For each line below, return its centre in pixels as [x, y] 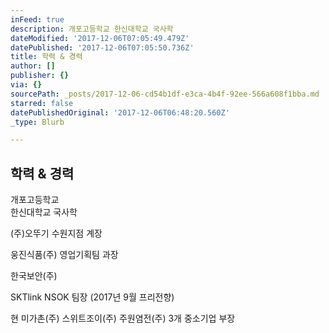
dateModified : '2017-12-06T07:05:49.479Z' [100, 38]
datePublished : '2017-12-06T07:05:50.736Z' [102, 47]
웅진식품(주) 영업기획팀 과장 [64, 255]
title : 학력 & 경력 [46, 57]
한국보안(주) [34, 276]
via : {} [26, 85]
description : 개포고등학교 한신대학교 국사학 [92, 29]
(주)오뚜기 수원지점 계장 [56, 233]
